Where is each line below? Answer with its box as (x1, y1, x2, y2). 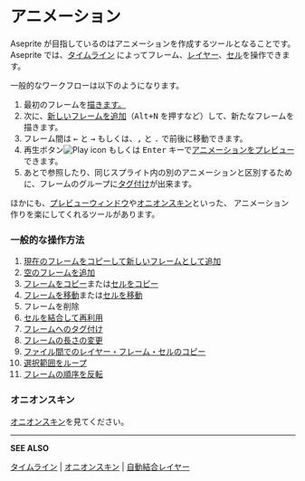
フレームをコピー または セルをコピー (23, 278, 159, 289)
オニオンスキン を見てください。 (10, 416, 129, 427)
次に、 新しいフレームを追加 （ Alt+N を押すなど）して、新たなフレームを (23, 110, 295, 121)
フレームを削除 (23, 301, 80, 312)
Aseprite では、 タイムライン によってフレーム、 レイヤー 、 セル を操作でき (10, 49, 283, 60)
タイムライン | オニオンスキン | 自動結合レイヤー (10, 461, 190, 472)
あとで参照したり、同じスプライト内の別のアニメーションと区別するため (23, 166, 293, 177)
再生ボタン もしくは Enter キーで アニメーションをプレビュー (23, 144, 295, 155)
